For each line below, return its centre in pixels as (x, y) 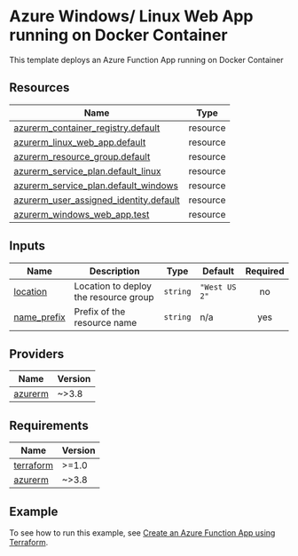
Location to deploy (113, 286)
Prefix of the (100, 311)
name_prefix (40, 317)
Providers (37, 354)
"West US (218, 287)
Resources (39, 87)
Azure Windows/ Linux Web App (131, 16)
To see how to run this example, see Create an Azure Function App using (142, 533)
